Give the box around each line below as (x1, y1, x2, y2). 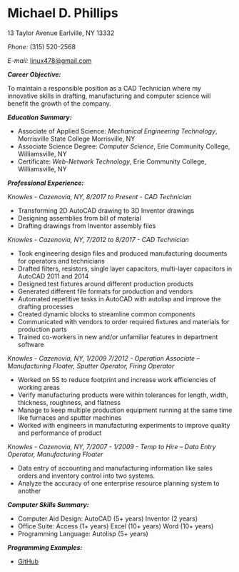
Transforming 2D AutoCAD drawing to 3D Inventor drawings (17, 206, 195, 215)
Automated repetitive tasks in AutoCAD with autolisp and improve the (17, 294, 221, 303)
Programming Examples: (7, 543, 83, 551)
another (17, 486, 41, 495)
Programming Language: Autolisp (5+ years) (17, 529, 148, 538)
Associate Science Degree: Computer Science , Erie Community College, (17, 141, 230, 151)
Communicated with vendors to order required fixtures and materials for (17, 317, 230, 326)
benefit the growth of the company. (7, 99, 112, 108)
